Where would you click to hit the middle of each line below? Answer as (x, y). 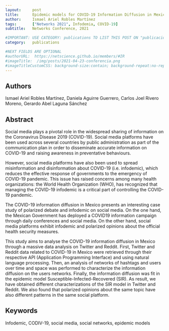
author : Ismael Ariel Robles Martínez (50, 19)
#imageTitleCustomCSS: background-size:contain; (57, 66)
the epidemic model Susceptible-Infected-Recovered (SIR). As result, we (80, 279)
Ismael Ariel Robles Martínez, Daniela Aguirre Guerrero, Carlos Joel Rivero (82, 98)
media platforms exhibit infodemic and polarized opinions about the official (82, 226)
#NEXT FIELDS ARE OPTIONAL (33, 51)
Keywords (21, 311)
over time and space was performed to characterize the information (75, 268)
